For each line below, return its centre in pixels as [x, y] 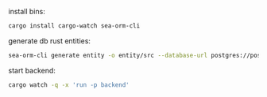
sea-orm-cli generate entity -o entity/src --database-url [108, 55]
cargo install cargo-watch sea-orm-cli [74, 26]
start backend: [32, 70]
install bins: [27, 11]
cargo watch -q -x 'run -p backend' [69, 85]
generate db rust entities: [50, 41]
